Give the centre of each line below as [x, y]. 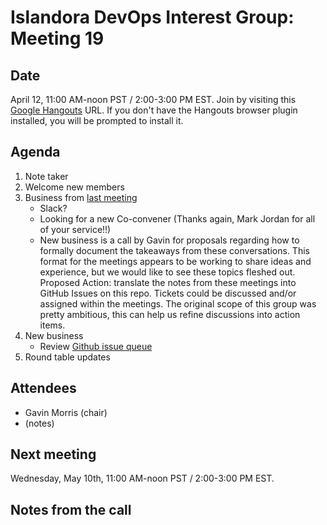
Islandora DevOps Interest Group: [152, 17]
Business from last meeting [81, 197]
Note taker [46, 176]
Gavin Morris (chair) [66, 412]
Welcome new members [74, 187]
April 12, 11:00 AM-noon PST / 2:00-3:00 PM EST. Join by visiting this [153, 99]
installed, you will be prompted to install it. [97, 120]
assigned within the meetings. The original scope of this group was [178, 303]
